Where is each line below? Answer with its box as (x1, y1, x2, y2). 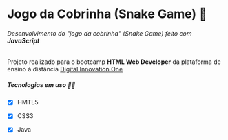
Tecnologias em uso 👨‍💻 (7, 80, 76, 89)
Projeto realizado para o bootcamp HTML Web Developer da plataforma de (7, 58, 222, 66)
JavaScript (7, 36, 40, 45)
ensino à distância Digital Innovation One (7, 65, 123, 73)
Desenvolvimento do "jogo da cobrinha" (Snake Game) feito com (7, 29, 192, 37)
